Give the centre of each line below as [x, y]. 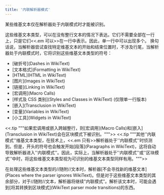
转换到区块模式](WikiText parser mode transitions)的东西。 [78, 187]
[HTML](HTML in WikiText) [39, 75]
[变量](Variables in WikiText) [41, 111]
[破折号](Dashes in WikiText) [41, 63]
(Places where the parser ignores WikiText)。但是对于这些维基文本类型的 [79, 175]
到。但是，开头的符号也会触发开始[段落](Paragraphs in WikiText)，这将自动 [81, 146]
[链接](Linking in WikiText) [38, 87]
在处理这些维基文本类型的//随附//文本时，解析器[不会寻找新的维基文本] [76, 169]
